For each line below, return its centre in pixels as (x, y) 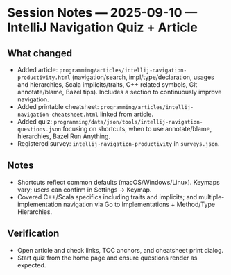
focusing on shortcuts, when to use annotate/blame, (137, 129)
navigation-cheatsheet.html (58, 115)
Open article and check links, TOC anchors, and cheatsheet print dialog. (120, 250)
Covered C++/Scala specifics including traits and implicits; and (107, 197)
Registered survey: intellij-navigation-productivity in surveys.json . (118, 143)
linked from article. (127, 114)
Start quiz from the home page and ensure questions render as (107, 258)
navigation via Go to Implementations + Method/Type (139, 204)
